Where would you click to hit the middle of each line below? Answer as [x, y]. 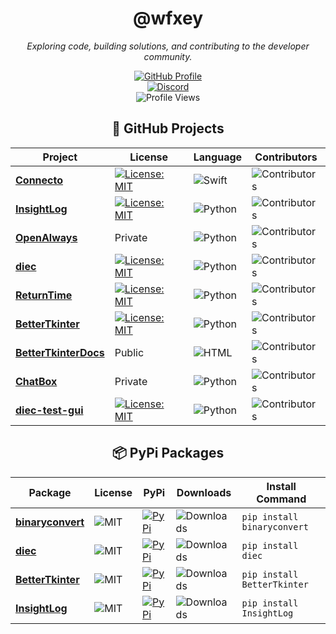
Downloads [204, 492]
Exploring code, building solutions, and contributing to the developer [168, 46]
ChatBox [36, 381]
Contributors [286, 157]
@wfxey [168, 18]
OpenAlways [46, 237]
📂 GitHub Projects [168, 128]
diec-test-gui [49, 410]
